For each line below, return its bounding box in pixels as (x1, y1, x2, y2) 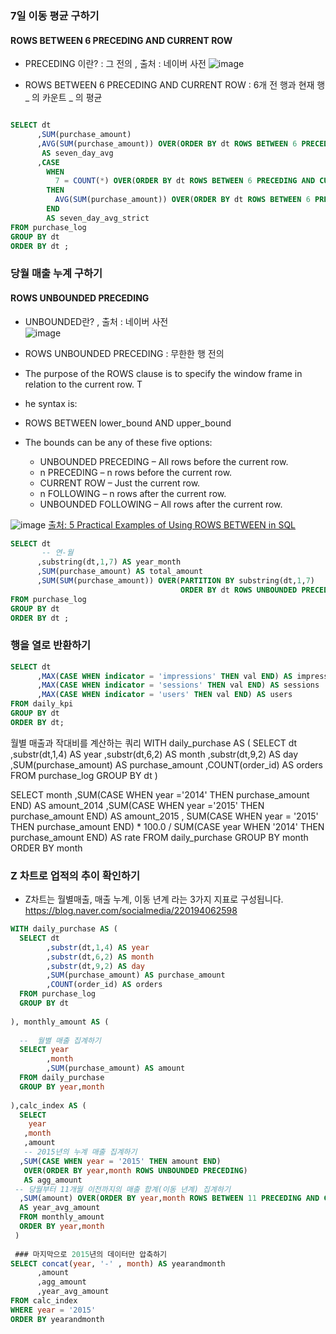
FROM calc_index (10, 1296, 78, 1306)
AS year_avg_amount (19, 1203, 101, 1213)
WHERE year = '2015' (10, 1305, 97, 1315)
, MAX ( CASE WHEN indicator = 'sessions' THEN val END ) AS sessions (36, 680, 320, 691)
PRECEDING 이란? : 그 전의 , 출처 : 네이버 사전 (24, 58, 207, 70)
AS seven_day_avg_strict (46, 213, 150, 223)
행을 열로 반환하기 (10, 638, 92, 652)
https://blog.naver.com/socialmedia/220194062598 (24, 905, 238, 917)
